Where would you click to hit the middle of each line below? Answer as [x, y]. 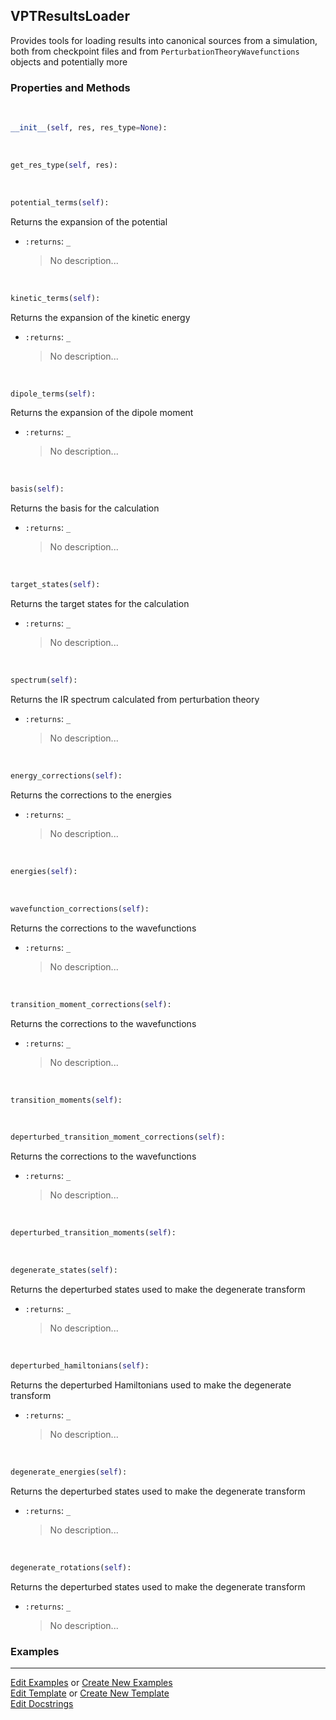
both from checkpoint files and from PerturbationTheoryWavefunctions [155, 51]
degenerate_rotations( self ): [71, 1567]
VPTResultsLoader [70, 16]
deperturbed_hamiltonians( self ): [80, 1366]
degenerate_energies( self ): [69, 1472]
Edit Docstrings [42, 1704]
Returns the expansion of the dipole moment [102, 413]
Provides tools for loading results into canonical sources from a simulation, [164, 40]
